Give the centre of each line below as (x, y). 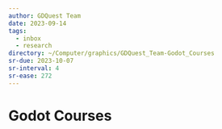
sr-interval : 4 (34, 69)
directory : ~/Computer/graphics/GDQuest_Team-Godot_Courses (112, 53)
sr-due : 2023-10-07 (41, 61)
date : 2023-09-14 (38, 23)
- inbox (29, 38)
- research (34, 46)
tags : (17, 31)
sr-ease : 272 (30, 76)
